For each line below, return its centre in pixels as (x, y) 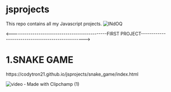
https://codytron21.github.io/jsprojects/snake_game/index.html (72, 74)
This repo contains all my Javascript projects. (54, 24)
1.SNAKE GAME (40, 60)
